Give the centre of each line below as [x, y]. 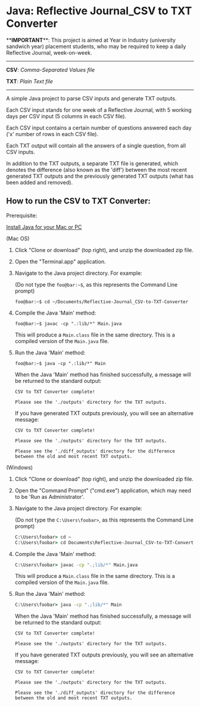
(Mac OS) [18, 238]
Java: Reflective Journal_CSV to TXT [99, 11]
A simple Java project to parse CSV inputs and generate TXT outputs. [91, 98]
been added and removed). [40, 182]
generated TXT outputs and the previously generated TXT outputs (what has [100, 176]
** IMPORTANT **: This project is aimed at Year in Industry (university [91, 40]
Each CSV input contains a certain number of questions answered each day [99, 128]
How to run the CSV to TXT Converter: [78, 201]
